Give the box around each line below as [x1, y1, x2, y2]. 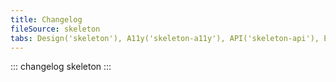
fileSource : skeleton [10, 24, 101, 34]
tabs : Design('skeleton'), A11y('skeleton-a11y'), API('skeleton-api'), [10, 33, 320, 43]
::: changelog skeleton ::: [10, 61, 112, 73]
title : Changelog [10, 14, 83, 25]
